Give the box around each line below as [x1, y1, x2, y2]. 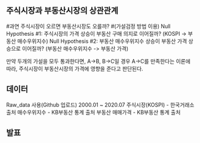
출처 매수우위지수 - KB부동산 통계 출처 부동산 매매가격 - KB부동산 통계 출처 [6, 108, 181, 116]
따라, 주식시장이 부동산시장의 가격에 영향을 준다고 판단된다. [6, 65, 143, 72]
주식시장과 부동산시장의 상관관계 [6, 5, 118, 16]
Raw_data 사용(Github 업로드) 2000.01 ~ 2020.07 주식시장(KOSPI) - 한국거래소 [6, 101, 195, 108]
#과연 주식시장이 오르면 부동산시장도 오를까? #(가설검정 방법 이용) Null [6, 23, 171, 30]
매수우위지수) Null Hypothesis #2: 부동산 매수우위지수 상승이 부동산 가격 [17, 38, 187, 45]
